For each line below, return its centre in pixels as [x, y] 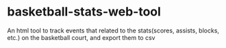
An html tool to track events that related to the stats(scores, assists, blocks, [113, 30]
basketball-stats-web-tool [84, 12]
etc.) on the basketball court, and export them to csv [81, 37]
